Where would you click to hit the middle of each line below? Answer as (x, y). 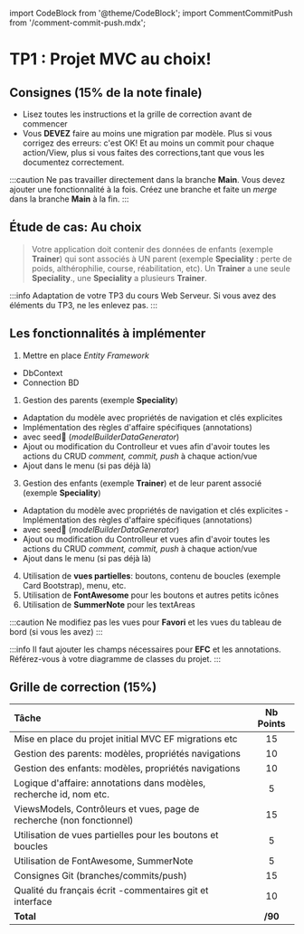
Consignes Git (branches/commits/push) (100, 876)
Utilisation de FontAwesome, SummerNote (104, 861)
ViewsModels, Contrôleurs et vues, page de (107, 809)
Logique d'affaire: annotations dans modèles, (110, 783)
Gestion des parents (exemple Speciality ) (100, 400)
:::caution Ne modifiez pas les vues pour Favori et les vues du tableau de (146, 622)
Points (271, 724)
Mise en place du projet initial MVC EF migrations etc (126, 739)
